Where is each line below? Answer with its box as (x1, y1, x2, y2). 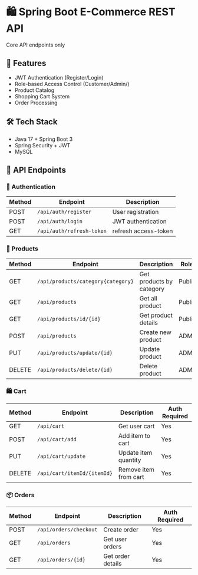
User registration (112, 208, 159, 216)
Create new (139, 328, 172, 336)
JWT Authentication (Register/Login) (14, 74, 104, 81)
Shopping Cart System (14, 92, 70, 100)
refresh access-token (112, 227, 173, 235)
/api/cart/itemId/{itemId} (37, 470, 113, 477)
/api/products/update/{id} (37, 349, 113, 356)
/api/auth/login (37, 218, 82, 225)
